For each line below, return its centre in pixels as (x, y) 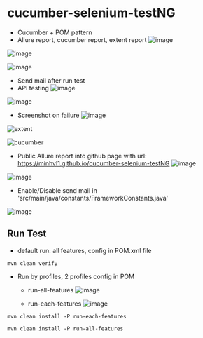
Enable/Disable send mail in (57, 190)
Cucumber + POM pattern (55, 32)
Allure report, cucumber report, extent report (82, 39)
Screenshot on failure (48, 115)
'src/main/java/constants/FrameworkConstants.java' (93, 198)
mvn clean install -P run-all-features (65, 329)
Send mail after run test (51, 80)
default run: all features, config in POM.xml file (84, 250)
